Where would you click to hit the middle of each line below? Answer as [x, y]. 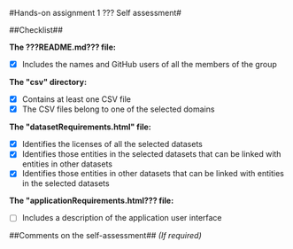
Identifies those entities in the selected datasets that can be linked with [151, 154]
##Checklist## [36, 30]
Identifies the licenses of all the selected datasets [112, 144]
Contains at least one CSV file [76, 99]
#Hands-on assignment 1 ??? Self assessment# [95, 13]
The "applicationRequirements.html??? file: [92, 201]
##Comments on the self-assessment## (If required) [105, 236]
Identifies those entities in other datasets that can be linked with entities [153, 174]
